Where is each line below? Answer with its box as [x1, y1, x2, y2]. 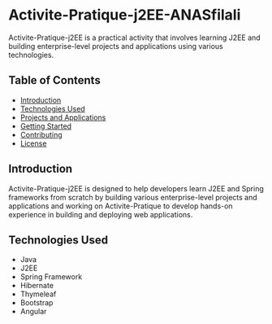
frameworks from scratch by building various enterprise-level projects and [8, 192, 257, 202]
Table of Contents [8, 73, 101, 87]
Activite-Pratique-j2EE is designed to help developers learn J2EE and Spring [8, 183, 264, 193]
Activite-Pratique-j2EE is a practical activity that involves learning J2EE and [8, 33, 261, 42]
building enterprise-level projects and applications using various [8, 41, 223, 50]
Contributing [19, 129, 63, 139]
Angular [19, 307, 47, 317]
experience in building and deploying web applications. [8, 209, 193, 219]
